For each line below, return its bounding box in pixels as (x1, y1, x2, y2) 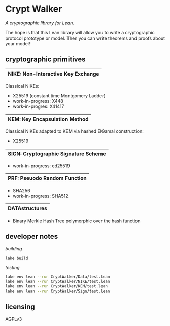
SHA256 (12, 187, 30, 193)
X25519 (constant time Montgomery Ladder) (12, 92, 106, 99)
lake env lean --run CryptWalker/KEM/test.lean (5, 284, 108, 289)
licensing (5, 303, 36, 311)
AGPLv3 (5, 316, 22, 322)
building (5, 245, 22, 251)
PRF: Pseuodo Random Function (8, 174, 87, 182)
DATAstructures (8, 205, 47, 212)
